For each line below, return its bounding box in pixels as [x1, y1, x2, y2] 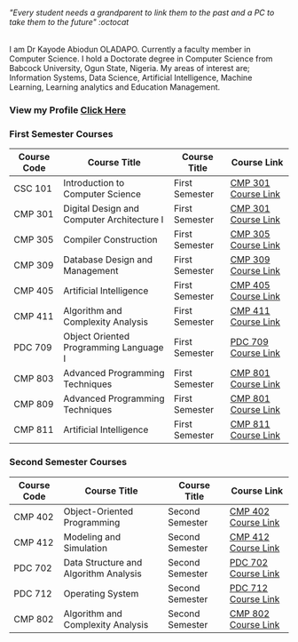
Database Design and [63, 253, 153, 266]
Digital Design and [63, 203, 140, 215]
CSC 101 [13, 182, 53, 195]
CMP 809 [13, 398, 54, 411]
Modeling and [63, 530, 122, 542]
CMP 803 [13, 373, 54, 385]
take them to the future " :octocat [9, 16, 129, 27]
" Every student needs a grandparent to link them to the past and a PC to [9, 7, 275, 18]
